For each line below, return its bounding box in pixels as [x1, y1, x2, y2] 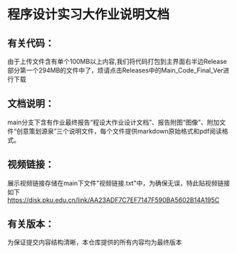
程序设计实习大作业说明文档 [7, 6, 170, 23]
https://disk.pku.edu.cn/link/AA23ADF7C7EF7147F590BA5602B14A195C [7, 195, 220, 204]
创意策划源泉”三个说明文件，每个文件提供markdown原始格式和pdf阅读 [16, 126, 223, 135]
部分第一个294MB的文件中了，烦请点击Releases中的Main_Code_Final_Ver [7, 66, 223, 75]
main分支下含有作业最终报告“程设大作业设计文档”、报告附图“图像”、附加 [7, 118, 220, 126]
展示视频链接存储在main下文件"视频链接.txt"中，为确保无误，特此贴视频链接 [7, 178, 230, 187]
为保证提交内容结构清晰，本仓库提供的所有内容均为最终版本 [7, 238, 182, 247]
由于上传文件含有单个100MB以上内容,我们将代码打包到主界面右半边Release [7, 58, 228, 65]
